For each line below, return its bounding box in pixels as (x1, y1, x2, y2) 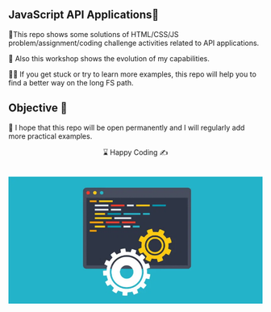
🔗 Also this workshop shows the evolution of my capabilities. (8, 53, 210, 63)
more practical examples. (8, 131, 93, 141)
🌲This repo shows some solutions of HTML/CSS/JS (8, 29, 179, 39)
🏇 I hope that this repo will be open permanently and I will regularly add (8, 123, 245, 132)
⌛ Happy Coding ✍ (102, 147, 169, 157)
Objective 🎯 (8, 102, 68, 115)
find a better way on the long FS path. (8, 77, 134, 87)
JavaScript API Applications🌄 (8, 8, 160, 22)
